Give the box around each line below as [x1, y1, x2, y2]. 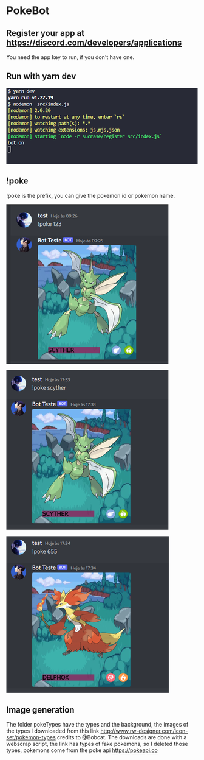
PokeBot [6, 4, 50, 18]
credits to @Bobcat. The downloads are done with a [56, 734, 187, 741]
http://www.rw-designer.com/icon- [100, 727, 188, 734]
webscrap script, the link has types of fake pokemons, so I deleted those [6, 741, 188, 748]
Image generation [6, 705, 75, 716]
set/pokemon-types [6, 734, 56, 741]
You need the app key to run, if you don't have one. [6, 54, 135, 61]
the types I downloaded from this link [6, 727, 100, 734]
